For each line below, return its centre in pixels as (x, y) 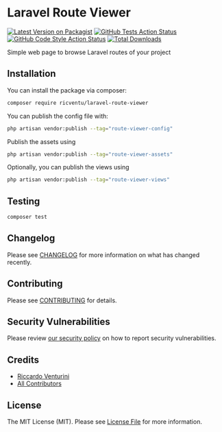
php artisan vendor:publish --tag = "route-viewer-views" (88, 180)
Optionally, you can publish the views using (68, 167)
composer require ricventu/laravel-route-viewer (78, 103)
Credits (23, 360)
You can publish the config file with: (58, 116)
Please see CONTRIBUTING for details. (62, 300)
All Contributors (39, 384)
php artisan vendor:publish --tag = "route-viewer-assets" (90, 154)
